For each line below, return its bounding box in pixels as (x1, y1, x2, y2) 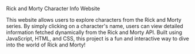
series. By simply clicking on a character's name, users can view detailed (6, 23, 183, 29)
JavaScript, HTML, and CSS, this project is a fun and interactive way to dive (6, 35, 189, 42)
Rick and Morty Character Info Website (6, 5, 100, 12)
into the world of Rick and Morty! (6, 41, 86, 48)
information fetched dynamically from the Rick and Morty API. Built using (6, 29, 183, 36)
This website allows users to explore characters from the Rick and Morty (6, 16, 182, 23)
